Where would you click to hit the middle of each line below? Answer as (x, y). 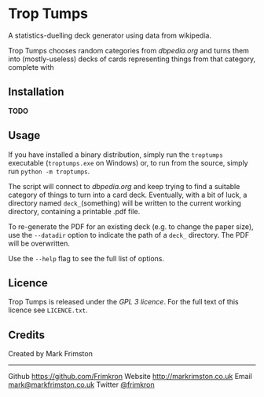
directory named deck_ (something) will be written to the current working (125, 203)
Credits (27, 335)
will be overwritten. (39, 243)
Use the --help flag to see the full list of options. (86, 258)
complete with (31, 67)
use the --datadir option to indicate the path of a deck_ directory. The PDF (129, 235)
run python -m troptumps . (49, 171)
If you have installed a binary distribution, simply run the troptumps (116, 155)
